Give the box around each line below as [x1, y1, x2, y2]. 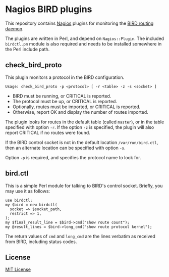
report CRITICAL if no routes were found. [5, 129, 91, 135]
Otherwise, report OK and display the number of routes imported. [12, 109, 149, 115]
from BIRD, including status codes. [5, 239, 77, 245]
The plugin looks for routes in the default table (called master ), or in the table [5, 119, 164, 125]
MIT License [5, 266, 31, 272]
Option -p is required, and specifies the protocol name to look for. [5, 154, 141, 160]
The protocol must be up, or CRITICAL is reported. [12, 98, 118, 104]
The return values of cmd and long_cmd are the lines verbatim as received [5, 233, 155, 239]
